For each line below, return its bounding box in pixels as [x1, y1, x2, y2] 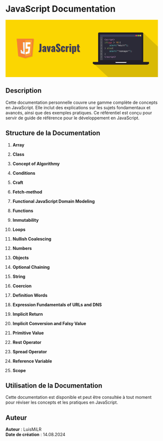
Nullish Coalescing [12, 236, 52, 242]
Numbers [12, 245, 32, 251]
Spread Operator [12, 348, 47, 355]
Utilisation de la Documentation [5, 381, 103, 390]
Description [5, 86, 42, 95]
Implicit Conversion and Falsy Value [12, 320, 87, 326]
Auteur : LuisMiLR [5, 426, 42, 432]
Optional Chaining [12, 264, 50, 270]
